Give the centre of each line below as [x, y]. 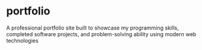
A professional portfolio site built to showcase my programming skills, [93, 28]
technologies [22, 40]
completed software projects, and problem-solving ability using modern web [101, 34]
